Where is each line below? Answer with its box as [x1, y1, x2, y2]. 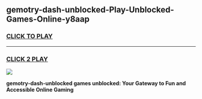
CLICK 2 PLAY [6, 55, 48, 63]
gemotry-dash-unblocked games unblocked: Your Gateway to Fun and [6, 79, 186, 86]
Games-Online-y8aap [6, 14, 90, 25]
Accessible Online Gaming [6, 86, 74, 93]
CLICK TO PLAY [6, 32, 53, 41]
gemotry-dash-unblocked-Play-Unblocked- [6, 5, 174, 15]
